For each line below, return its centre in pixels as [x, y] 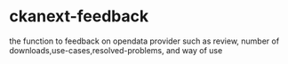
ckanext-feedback [79, 16]
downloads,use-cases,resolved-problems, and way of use [116, 50]
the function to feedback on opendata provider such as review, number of [144, 41]
